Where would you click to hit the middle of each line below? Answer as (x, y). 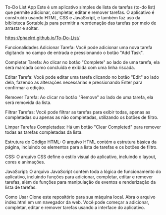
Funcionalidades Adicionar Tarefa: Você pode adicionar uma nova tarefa (79, 47)
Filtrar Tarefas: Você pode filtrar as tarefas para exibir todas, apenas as (78, 112)
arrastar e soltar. (22, 28)
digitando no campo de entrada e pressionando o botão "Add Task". (74, 53)
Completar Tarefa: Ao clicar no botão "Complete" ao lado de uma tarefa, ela (83, 62)
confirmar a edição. (25, 88)
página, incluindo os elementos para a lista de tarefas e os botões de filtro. (81, 147)
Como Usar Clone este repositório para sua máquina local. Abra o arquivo (80, 197)
